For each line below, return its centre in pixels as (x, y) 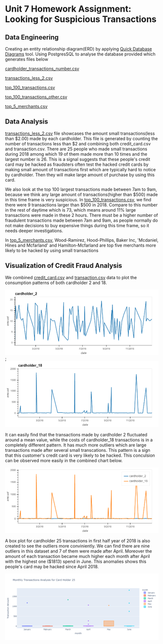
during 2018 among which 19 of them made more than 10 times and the (76, 154)
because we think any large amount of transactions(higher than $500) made (81, 194)
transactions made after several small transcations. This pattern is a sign (78, 450)
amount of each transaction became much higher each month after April (77, 556)
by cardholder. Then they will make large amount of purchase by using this (80, 175)
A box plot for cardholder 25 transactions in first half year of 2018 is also (78, 540)
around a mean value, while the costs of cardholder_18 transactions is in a (79, 440)
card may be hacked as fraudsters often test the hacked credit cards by (77, 164)
